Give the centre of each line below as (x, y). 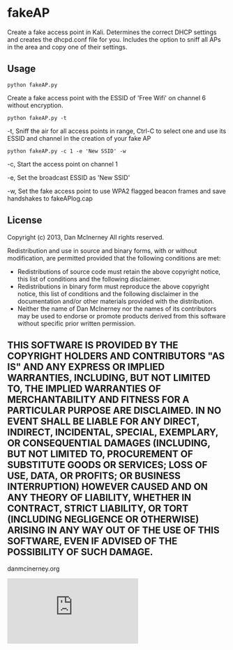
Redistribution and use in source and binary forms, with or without (102, 250)
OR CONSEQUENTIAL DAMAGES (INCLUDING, (109, 443)
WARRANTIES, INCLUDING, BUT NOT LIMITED (109, 378)
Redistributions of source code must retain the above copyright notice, (119, 271)
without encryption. (35, 105)
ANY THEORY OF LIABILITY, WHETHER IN (99, 497)
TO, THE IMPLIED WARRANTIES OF (84, 388)
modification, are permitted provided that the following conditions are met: (114, 258)
